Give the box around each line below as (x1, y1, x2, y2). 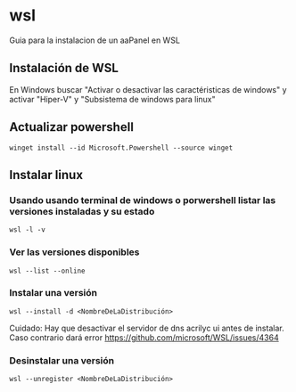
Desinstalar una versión (9, 354, 115, 366)
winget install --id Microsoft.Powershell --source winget (9, 143, 234, 152)
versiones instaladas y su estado (9, 205, 155, 217)
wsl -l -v (9, 225, 46, 234)
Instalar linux (9, 167, 83, 183)
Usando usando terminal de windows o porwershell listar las (9, 193, 276, 206)
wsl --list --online (9, 266, 86, 275)
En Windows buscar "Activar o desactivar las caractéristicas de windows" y (9, 84, 287, 94)
